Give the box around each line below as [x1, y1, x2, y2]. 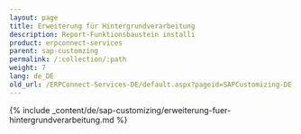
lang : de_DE [9, 72, 54, 81]
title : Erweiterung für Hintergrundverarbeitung [9, 22, 196, 31]
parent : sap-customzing [9, 47, 99, 56]
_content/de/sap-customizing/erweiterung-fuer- [51, 104, 232, 115]
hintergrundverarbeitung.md [9, 114, 114, 125]
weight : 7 [9, 64, 47, 73]
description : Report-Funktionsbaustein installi [9, 30, 196, 39]
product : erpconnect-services [9, 38, 123, 48]
